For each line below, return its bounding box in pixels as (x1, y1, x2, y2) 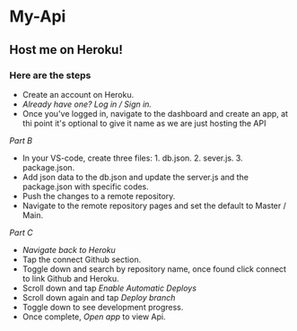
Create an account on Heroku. (22, 89, 135, 100)
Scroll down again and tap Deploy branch (22, 292, 176, 302)
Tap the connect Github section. (22, 254, 142, 265)
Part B (9, 135, 33, 145)
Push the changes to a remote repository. (22, 190, 176, 201)
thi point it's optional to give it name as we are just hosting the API (22, 118, 266, 128)
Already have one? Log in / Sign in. (22, 99, 153, 109)
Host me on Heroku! (9, 42, 124, 57)
